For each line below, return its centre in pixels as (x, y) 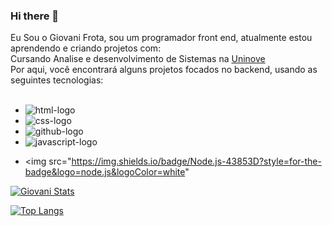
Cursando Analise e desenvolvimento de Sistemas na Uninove (138, 59)
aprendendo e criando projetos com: (86, 48)
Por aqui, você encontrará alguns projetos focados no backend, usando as (164, 70)
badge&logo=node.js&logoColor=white (105, 172)
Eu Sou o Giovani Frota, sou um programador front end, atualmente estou (161, 38)
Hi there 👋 (35, 16)
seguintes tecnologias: (57, 80)
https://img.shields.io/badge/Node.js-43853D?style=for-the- (196, 161)
